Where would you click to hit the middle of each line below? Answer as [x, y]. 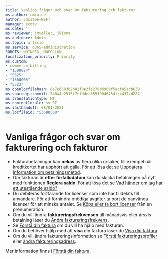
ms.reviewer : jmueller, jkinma [38, 33]
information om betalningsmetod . [47, 172]
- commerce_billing [26, 66]
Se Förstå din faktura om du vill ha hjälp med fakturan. [68, 225]
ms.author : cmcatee [26, 15]
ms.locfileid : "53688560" [32, 112]
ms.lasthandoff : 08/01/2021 [35, 108]
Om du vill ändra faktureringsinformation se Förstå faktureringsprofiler [85, 236]
